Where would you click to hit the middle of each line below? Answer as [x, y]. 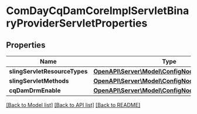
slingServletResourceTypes [48, 71]
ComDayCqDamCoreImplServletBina [98, 11]
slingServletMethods [39, 81]
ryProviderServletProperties [77, 23]
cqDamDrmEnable [35, 90]
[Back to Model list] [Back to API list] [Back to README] [73, 105]
